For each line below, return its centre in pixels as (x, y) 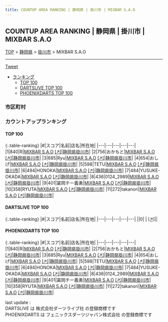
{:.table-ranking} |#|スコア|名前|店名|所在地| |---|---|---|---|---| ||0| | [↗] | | (81, 219)
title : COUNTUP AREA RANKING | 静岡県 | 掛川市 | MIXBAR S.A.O (70, 10)
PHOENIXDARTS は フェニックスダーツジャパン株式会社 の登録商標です (79, 315)
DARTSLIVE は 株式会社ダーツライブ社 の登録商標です (60, 308)
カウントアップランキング (36, 122)
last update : (18, 302)
